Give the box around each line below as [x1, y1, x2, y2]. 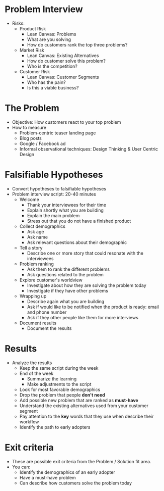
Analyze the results [12, 360, 52, 366]
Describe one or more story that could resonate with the [27, 250, 144, 256]
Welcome [19, 196, 40, 203]
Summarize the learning [27, 375, 76, 382]
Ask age [27, 228, 44, 234]
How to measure [12, 124, 46, 130]
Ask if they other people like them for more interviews [27, 314, 139, 320]
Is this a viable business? [27, 84, 79, 90]
